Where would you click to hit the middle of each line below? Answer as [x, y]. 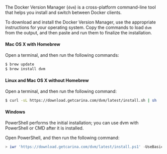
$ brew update [20, 64]
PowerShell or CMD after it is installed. [44, 128]
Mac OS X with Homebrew [33, 44]
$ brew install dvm [25, 69]
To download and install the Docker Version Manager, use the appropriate [81, 22]
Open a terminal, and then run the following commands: [62, 55]
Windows [15, 112]
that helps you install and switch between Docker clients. [63, 12]
